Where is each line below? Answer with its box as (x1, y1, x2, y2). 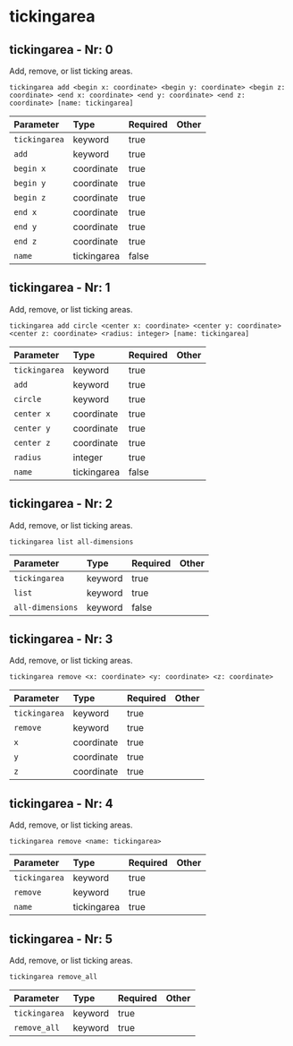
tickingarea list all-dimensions (9, 537, 134, 546)
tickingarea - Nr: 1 (9, 280, 111, 296)
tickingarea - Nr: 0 (9, 42, 113, 57)
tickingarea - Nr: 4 (9, 795, 113, 811)
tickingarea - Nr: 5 (9, 931, 113, 947)
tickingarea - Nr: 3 (9, 631, 113, 647)
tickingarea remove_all (9, 973, 98, 982)
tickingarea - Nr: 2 (9, 496, 113, 511)
